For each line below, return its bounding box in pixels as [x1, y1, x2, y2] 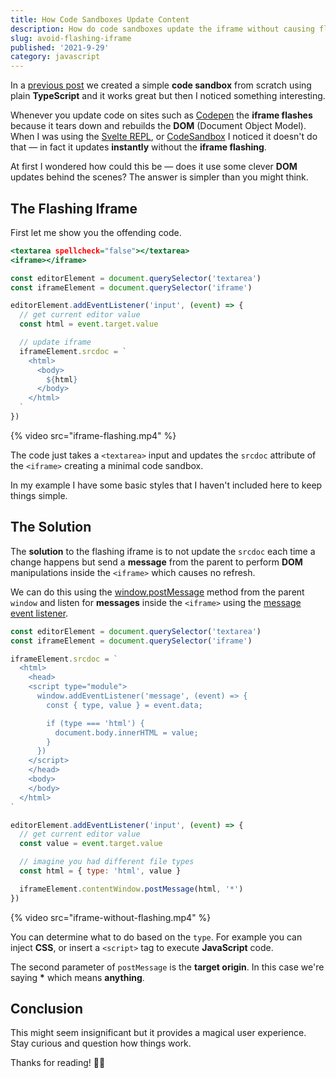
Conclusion [10, 1001, 84, 1018]
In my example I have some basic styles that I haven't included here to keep [10, 479, 323, 491]
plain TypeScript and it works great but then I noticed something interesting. [10, 90, 326, 102]
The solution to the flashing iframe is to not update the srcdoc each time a [10, 545, 316, 557]
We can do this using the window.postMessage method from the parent [10, 586, 305, 598]
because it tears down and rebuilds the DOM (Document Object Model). [10, 120, 307, 132]
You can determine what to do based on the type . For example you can [10, 931, 303, 943]
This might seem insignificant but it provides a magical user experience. [10, 1027, 307, 1039]
